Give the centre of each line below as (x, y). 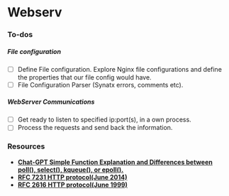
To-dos (20, 35)
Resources (26, 146)
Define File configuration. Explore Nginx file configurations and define (119, 70)
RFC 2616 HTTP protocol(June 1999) (72, 185)
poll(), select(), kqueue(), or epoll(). (71, 169)
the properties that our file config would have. (84, 77)
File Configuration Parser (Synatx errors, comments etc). (100, 85)
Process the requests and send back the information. (95, 128)
